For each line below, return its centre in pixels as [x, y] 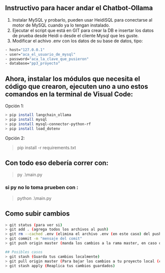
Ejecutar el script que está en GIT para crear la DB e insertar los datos [83, 30]
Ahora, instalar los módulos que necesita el [73, 79]
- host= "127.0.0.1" [25, 50]
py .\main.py [30, 175]
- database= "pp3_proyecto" [33, 63]
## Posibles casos [24, 252]
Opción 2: [15, 138]
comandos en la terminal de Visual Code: [69, 94]
